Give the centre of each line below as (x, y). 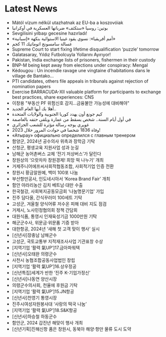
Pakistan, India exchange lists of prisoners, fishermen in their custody (84, 60)
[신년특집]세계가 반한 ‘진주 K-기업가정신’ (51, 272)
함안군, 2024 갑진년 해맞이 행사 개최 (47, 322)
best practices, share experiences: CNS (53, 97)
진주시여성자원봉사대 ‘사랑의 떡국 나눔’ (49, 304)
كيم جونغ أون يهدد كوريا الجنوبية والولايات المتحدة (57, 114)
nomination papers (31, 86)
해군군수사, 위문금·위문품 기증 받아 (45, 222)
